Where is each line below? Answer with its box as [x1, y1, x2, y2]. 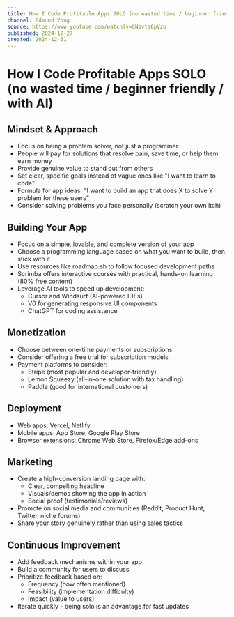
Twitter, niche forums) [17, 512, 81, 520]
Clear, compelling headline [27, 482, 104, 490]
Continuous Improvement [7, 539, 120, 551]
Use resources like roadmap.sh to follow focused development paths [17, 262, 215, 271]
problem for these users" [17, 194, 90, 202]
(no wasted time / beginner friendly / [7, 81, 224, 97]
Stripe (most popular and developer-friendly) [27, 367, 157, 376]
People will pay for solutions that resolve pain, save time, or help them [17, 149, 219, 158]
